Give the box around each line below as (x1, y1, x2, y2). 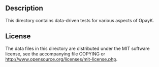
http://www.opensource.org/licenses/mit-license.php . (5, 56, 118, 62)
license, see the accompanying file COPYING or (5, 50, 106, 57)
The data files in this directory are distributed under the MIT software (5, 45, 150, 51)
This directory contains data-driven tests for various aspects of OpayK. (5, 17, 154, 23)
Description (5, 4, 43, 13)
